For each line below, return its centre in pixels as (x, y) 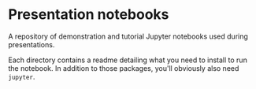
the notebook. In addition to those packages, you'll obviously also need (124, 68)
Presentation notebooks (89, 15)
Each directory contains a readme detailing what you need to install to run (128, 60)
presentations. (32, 44)
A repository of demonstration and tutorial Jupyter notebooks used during (128, 36)
